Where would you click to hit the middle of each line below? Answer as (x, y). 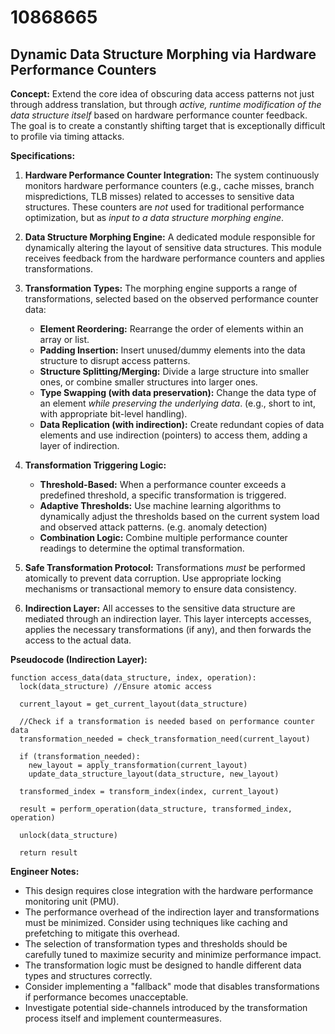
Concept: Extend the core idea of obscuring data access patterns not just (162, 94)
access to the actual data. (78, 640)
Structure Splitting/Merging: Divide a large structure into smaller (174, 371)
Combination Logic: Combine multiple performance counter (163, 537)
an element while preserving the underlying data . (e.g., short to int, (177, 403)
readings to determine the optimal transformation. (142, 548)
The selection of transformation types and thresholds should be (156, 944)
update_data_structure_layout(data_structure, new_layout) (154, 774)
